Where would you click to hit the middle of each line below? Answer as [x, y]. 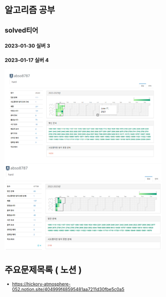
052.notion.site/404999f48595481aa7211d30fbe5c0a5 [68, 290]
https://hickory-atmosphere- [41, 284]
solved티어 [21, 30]
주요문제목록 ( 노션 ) [43, 270]
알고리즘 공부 [30, 10]
